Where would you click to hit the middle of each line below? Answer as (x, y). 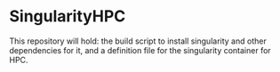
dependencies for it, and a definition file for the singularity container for (140, 50)
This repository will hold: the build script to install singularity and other (138, 41)
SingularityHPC (68, 16)
